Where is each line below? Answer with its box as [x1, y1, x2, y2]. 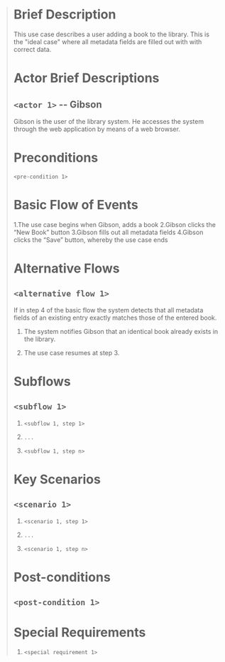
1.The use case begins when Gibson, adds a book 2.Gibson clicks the [13, 220, 216, 228]
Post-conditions [13, 569, 111, 585]
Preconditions [13, 149, 99, 166]
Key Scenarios [13, 471, 101, 487]
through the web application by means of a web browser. [13, 125, 180, 133]
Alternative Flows [13, 261, 120, 276]
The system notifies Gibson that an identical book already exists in [23, 327, 219, 335]
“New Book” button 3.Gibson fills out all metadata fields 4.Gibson [13, 228, 204, 236]
